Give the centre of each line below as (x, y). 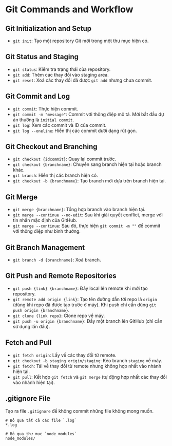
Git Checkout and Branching (51, 147)
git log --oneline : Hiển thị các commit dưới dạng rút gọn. (75, 131)
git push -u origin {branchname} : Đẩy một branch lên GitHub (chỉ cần (88, 321)
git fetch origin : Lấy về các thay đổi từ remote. (64, 355)
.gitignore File (28, 398)
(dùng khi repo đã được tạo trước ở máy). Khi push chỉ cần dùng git (84, 305)
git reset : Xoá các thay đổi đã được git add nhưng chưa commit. (82, 80)
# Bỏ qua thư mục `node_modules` (41, 434)
